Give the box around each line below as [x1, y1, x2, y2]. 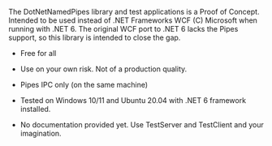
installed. [19, 105, 51, 114]
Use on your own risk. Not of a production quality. [19, 64, 188, 74]
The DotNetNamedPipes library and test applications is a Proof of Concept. [8, 7, 260, 16]
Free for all [19, 49, 57, 58]
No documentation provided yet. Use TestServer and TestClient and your [19, 120, 264, 129]
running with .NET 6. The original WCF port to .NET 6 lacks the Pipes [8, 24, 239, 33]
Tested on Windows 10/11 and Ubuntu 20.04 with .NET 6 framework [19, 96, 246, 105]
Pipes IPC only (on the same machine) [19, 80, 149, 89]
